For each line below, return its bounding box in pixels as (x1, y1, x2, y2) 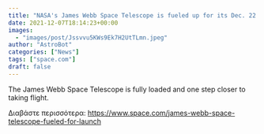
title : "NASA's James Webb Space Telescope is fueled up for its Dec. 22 (8, 11, 257, 20)
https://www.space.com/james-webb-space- (87, 108, 236, 117)
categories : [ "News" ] (8, 48, 80, 56)
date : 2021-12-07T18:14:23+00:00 (8, 19, 119, 27)
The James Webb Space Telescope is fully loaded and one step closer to (8, 84, 247, 94)
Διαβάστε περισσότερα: (8, 108, 86, 117)
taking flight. (8, 92, 49, 102)
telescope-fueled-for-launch (8, 116, 101, 126)
